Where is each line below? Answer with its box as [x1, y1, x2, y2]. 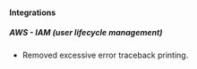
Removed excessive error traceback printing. [21, 50, 189, 60]
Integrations [9, 7, 56, 18]
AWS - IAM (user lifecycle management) [9, 27, 163, 38]
